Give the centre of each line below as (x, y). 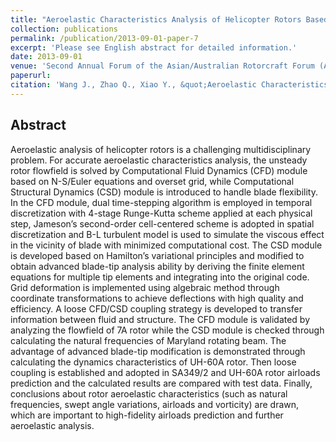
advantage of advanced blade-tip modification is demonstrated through (158, 351)
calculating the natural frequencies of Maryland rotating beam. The (148, 340)
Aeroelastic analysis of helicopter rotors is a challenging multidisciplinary (161, 149)
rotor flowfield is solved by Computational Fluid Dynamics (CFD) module (159, 170)
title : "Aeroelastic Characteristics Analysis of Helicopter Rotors (156, 19)
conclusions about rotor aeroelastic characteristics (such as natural (149, 393)
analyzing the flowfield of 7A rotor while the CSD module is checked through (167, 330)
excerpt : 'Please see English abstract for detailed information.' (154, 47)
